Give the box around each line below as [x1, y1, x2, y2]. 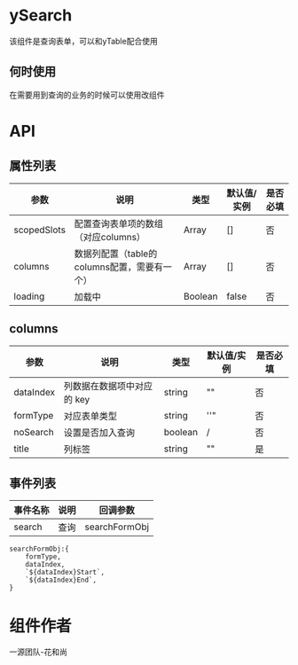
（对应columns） [74, 231, 146, 243]
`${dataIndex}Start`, [25, 568, 105, 577]
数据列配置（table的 [74, 247, 158, 260]
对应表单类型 [63, 410, 118, 422]
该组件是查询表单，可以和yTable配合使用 [9, 35, 158, 46]
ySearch [9, 5, 73, 26]
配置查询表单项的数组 [74, 217, 164, 230]
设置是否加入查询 [63, 426, 136, 439]
